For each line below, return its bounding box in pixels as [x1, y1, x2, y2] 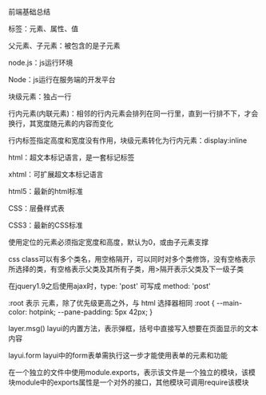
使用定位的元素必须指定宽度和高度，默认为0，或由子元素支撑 [8, 238, 209, 247]
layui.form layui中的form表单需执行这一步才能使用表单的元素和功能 [8, 350, 228, 360]
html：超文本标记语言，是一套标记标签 [8, 152, 135, 162]
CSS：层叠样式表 [8, 203, 66, 213]
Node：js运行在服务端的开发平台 [8, 75, 116, 84]
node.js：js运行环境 [8, 58, 73, 67]
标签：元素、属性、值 [8, 24, 78, 34]
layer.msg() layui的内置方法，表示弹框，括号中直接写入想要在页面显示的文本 [8, 324, 259, 333]
